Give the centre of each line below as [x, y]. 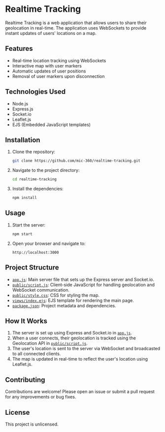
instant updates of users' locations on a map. [51, 33]
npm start [22, 234]
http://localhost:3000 [35, 252]
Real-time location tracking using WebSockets [59, 61]
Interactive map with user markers [47, 66]
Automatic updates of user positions [49, 71]
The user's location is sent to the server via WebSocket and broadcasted [86, 349]
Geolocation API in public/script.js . [50, 343]
